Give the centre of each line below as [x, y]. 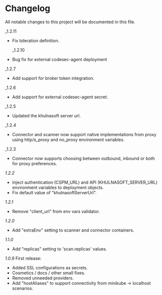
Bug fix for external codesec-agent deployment [60, 59]
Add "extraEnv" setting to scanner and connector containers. [73, 230]
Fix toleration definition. [36, 40]
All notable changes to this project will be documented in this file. [70, 22]
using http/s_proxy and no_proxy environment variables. [68, 140]
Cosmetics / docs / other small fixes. [49, 273]
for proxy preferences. [34, 163]
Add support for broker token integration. [53, 78]
